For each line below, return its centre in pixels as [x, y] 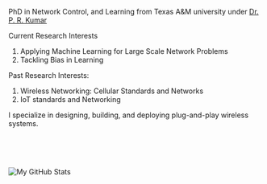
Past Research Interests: [49, 75]
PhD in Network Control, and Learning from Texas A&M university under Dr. [134, 12]
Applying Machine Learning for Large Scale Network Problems [124, 51]
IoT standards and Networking [70, 99]
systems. [23, 123]
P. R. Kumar [28, 20]
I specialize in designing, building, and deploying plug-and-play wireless [128, 115]
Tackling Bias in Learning [62, 60]
